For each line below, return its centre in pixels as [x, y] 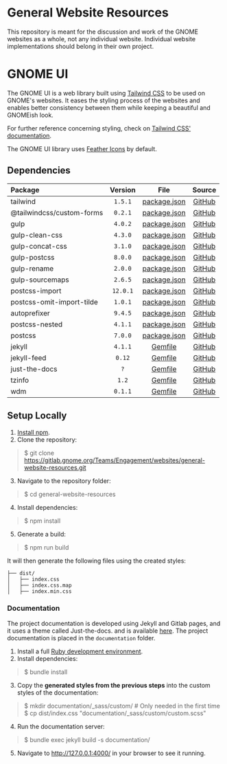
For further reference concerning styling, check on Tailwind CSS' [99, 128]
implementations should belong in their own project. [81, 46]
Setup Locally [37, 416]
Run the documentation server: [61, 726]
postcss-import [36, 291]
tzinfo [20, 380]
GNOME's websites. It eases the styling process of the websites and [104, 100]
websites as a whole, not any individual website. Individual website [101, 38]
